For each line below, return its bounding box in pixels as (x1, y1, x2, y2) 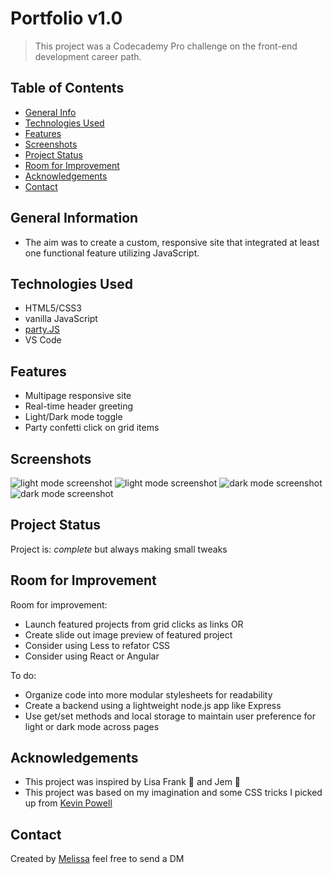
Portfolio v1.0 (10, 7, 123, 30)
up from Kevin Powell (24, 797, 113, 809)
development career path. (34, 50, 142, 62)
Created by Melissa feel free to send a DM (10, 853, 185, 865)
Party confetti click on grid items (24, 422, 160, 434)
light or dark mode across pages (24, 720, 160, 732)
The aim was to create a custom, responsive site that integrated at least (24, 236, 320, 248)
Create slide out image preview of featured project (24, 628, 233, 641)
